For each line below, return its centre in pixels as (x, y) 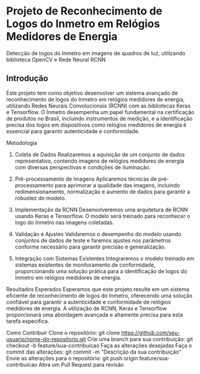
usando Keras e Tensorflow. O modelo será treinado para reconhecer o (102, 216)
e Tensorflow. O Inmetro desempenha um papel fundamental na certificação (100, 112)
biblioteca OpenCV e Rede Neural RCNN (56, 59)
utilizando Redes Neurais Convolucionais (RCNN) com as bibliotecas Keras (99, 106)
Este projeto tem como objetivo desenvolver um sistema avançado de (92, 93)
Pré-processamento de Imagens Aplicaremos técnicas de (86, 179)
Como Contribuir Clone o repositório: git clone (63, 333)
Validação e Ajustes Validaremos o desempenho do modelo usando (98, 234)
